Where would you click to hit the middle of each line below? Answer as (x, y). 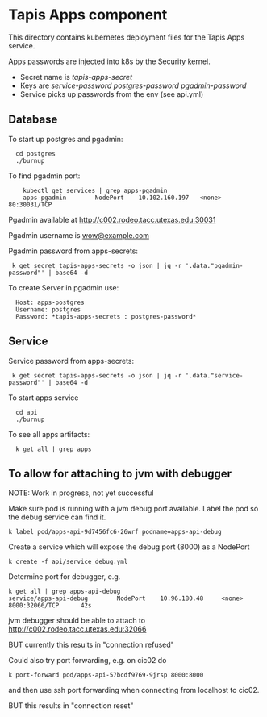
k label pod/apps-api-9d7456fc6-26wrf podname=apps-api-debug (115, 532)
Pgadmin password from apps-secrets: (73, 251)
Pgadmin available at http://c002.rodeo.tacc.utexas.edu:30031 (112, 219)
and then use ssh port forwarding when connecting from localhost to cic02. (134, 690)
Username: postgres (48, 309)
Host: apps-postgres (50, 302)
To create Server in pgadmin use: (64, 287)
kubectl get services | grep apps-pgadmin (95, 190)
